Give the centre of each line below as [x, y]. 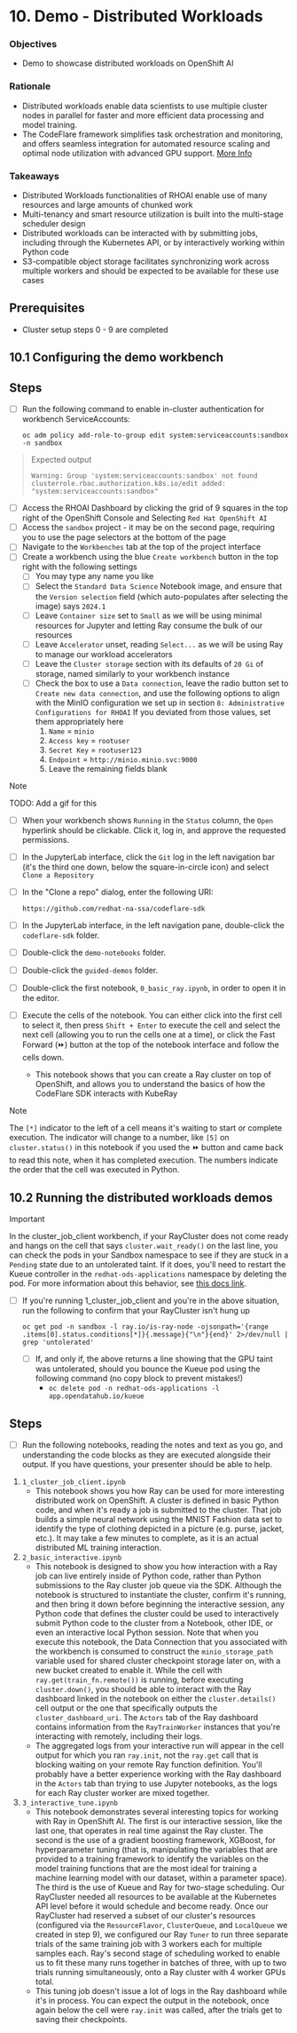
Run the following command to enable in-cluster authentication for [143, 409]
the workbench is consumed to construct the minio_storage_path [154, 1652]
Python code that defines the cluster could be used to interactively [157, 1614]
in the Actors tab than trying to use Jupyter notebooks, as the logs [156, 1783]
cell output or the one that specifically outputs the [126, 1708]
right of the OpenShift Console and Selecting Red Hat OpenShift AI [145, 518]
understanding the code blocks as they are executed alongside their [146, 1455]
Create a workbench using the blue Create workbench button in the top [150, 557]
